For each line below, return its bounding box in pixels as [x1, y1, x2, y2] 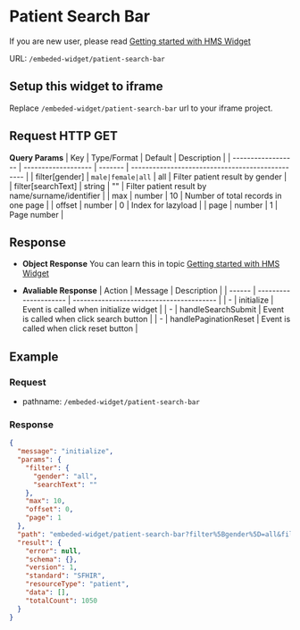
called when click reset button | [21, 323, 138, 334]
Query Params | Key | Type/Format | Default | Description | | [9, 152, 231, 162]
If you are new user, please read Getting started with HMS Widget [9, 36, 252, 46]
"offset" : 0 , [25, 505, 74, 514]
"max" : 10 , [25, 497, 66, 506]
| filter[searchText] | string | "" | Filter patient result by [9, 180, 207, 191]
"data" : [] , [25, 588, 70, 597]
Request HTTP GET [9, 128, 119, 144]
